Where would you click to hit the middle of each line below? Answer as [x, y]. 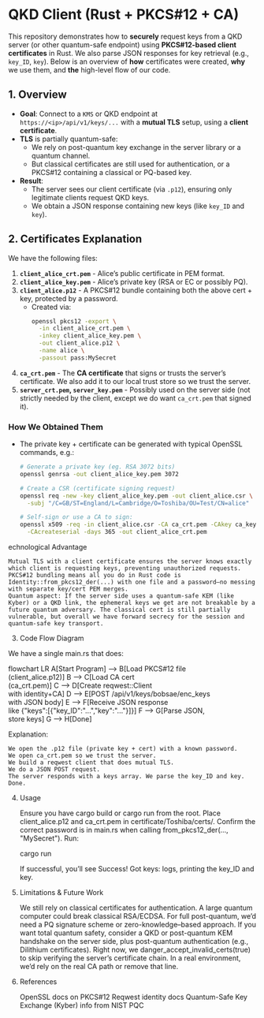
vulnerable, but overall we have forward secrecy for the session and [126, 617]
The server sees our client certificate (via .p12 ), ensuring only [132, 189]
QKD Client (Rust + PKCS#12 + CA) [123, 15]
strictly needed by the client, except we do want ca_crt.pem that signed [135, 398]
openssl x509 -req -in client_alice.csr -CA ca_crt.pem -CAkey [126, 525]
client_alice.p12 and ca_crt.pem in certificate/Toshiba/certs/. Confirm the [138, 822]
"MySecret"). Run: [49, 838]
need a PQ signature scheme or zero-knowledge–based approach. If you [138, 925]
